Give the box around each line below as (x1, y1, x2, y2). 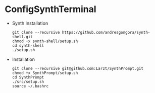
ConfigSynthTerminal (5, 4, 96, 15)
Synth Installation (12, 20, 48, 26)
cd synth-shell (12, 43, 44, 48)
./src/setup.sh (12, 79, 44, 84)
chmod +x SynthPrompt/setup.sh (12, 70, 78, 75)
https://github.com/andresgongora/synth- (62, 30, 150, 35)
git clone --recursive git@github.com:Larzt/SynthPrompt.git (12, 66, 144, 71)
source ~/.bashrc (12, 83, 49, 88)
